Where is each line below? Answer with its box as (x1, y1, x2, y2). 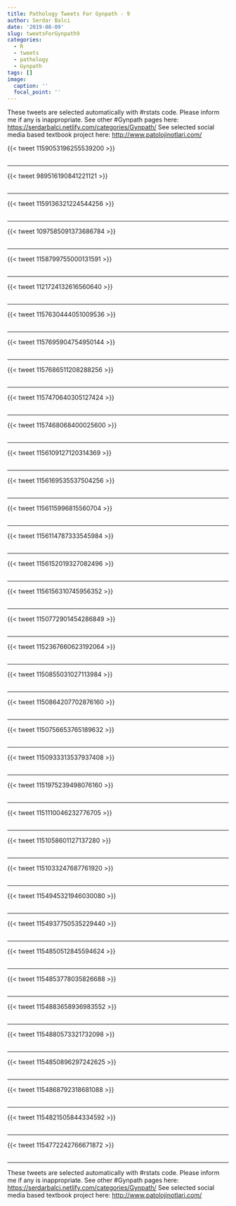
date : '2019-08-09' (7, 23, 65, 30)
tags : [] (7, 69, 33, 76)
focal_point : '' (13, 89, 61, 96)
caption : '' (13, 82, 49, 89)
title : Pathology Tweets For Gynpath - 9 (7, 10, 131, 18)
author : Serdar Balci (7, 17, 71, 24)
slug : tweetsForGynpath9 (7, 30, 80, 37)
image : (7, 75, 27, 83)
